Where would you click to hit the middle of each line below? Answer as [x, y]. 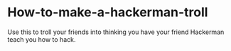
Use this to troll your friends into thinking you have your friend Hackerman [116, 32]
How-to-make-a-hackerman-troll [108, 12]
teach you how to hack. [42, 39]
